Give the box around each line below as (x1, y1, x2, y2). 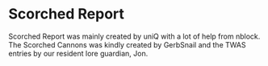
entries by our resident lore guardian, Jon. (8, 48, 149, 58)
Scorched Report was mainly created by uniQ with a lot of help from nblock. (8, 31, 261, 41)
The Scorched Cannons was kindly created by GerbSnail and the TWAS (8, 39, 246, 49)
